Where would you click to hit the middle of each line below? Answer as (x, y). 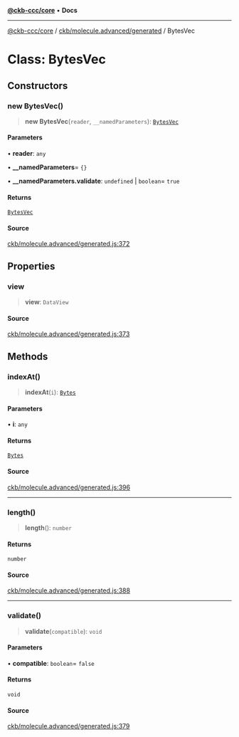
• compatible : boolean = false (51, 663)
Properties (31, 266)
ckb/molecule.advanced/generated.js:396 (69, 487)
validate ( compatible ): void (63, 631)
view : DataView (47, 302)
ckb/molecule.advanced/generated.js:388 (69, 590)
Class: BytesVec (57, 59)
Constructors (38, 86)
